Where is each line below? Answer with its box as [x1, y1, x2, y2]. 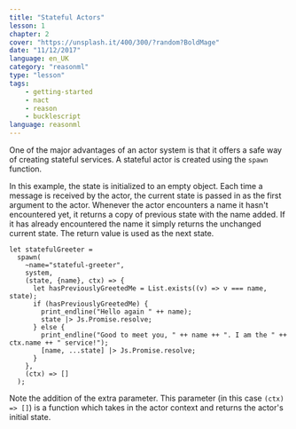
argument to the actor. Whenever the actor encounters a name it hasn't [9, 200, 269, 210]
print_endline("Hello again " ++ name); [41, 307, 192, 316]
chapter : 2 [9, 29, 50, 38]
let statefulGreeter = [9, 245, 93, 254]
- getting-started [25, 87, 93, 96]
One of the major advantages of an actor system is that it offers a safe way [9, 145, 282, 155]
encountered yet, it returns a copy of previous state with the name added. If [9, 210, 285, 219]
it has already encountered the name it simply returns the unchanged [9, 218, 261, 229]
